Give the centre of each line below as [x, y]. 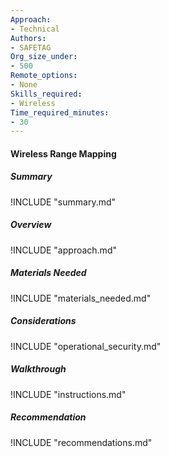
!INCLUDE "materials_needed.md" [81, 298]
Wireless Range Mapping [63, 153]
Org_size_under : [44, 57]
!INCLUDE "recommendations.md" [81, 442]
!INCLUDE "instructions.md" [68, 394]
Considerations [43, 321]
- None [24, 85]
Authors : [28, 38]
